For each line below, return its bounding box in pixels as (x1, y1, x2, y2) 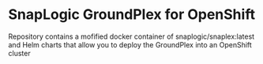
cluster (8, 48, 31, 58)
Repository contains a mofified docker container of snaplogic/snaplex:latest (8, 32, 255, 41)
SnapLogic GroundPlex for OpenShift (8, 6, 255, 24)
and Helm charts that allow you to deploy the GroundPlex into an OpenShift (8, 40, 253, 49)
